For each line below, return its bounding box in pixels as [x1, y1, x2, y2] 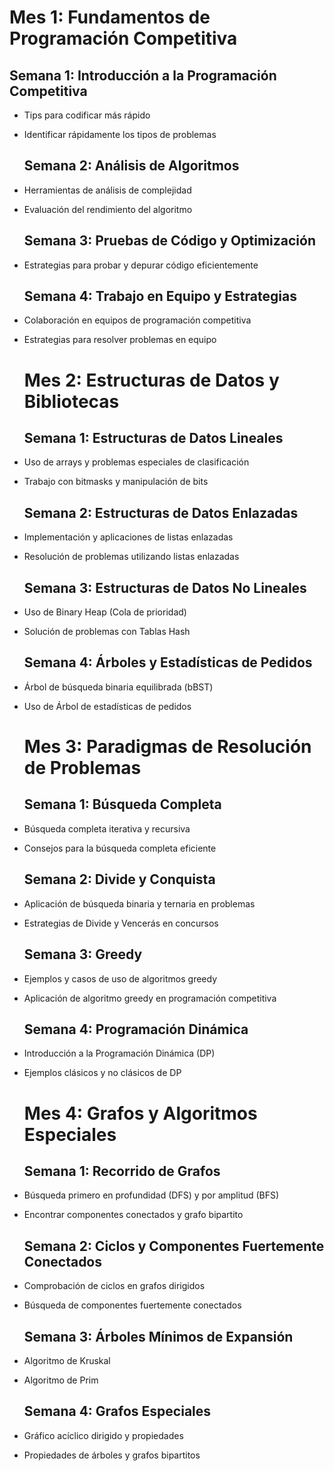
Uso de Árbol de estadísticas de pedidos [23, 700, 192, 712]
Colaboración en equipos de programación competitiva [23, 314, 252, 326]
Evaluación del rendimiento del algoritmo [23, 203, 193, 215]
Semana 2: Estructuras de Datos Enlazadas [23, 504, 299, 521]
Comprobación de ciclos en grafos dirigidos [23, 1280, 206, 1292]
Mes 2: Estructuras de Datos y [23, 369, 280, 391]
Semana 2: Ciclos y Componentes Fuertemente [23, 1237, 325, 1255]
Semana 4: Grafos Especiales [23, 1403, 212, 1420]
